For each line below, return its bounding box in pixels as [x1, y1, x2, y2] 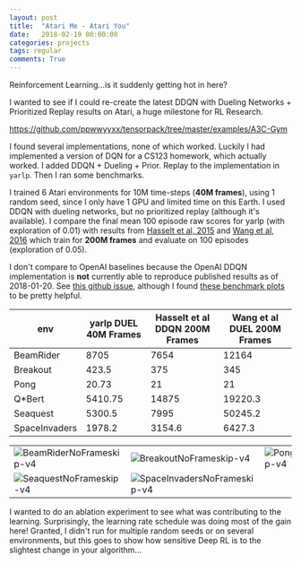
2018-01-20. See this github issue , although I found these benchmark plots [9, 281, 285, 291]
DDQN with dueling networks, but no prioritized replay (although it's [9, 206, 260, 216]
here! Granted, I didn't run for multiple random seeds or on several [9, 525, 254, 536]
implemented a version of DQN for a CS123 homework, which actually [9, 151, 267, 161]
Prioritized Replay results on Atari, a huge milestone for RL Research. [9, 107, 263, 117]
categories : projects [9, 38, 90, 48]
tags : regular [9, 47, 63, 56]
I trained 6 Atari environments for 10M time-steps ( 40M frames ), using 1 [9, 187, 276, 197]
